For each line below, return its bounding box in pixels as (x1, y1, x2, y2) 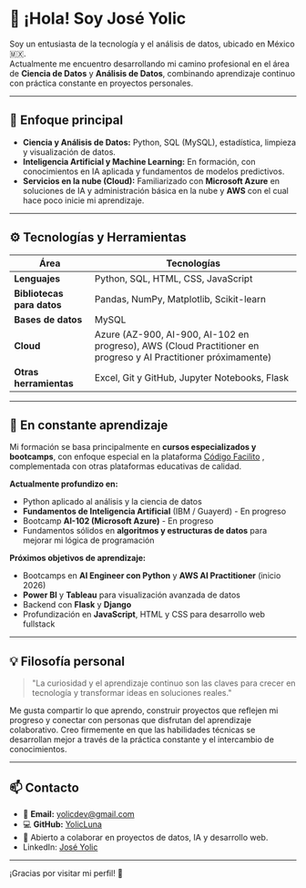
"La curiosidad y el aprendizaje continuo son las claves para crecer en (31, 678, 296, 689)
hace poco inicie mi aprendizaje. (22, 195, 145, 206)
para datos (14, 298, 62, 311)
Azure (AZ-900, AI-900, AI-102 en (94, 328, 250, 341)
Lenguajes (14, 272, 61, 285)
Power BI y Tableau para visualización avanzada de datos (22, 589, 241, 600)
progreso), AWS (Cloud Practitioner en (94, 339, 260, 352)
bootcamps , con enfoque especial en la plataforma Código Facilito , (9, 451, 265, 463)
